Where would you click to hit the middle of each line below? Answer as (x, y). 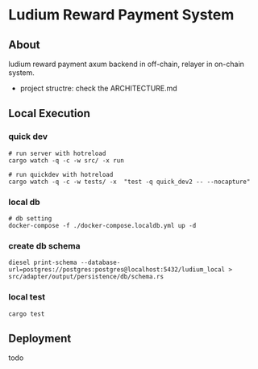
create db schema (44, 245)
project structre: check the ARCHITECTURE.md (98, 88)
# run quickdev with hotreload (61, 174)
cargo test (27, 314)
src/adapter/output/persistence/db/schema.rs (86, 277)
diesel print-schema (43, 263)
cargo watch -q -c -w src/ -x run (67, 160)
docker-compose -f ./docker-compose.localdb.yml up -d (102, 225)
